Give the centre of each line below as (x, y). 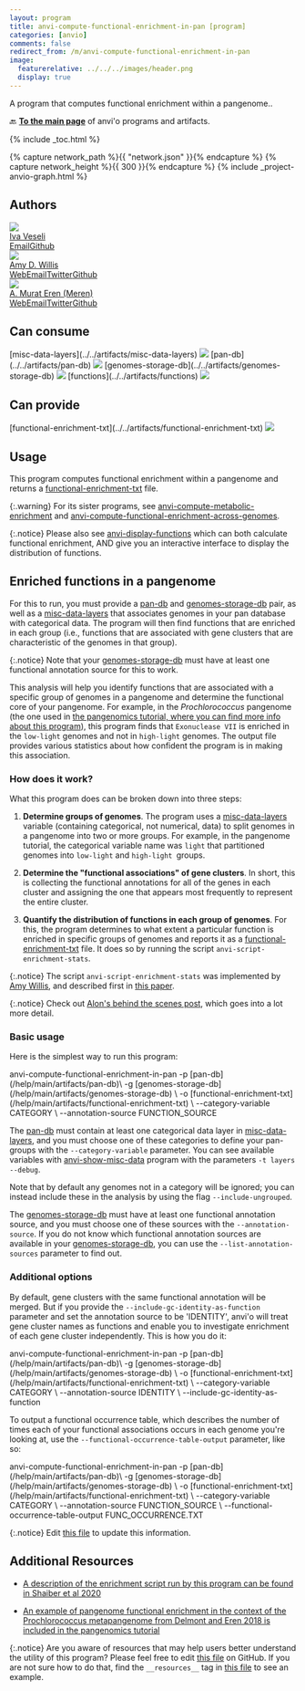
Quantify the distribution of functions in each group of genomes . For (154, 920)
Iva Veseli (27, 236)
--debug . (25, 1170)
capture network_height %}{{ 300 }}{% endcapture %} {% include (134, 166)
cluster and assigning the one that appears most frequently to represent (158, 892)
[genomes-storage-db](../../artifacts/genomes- (192, 365)
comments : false (40, 43)
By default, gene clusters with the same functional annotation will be (138, 1297)
